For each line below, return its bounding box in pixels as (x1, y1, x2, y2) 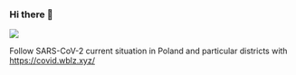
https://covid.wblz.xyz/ (9, 55, 95, 66)
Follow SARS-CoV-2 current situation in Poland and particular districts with (9, 45, 288, 57)
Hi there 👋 (9, 8, 54, 21)
